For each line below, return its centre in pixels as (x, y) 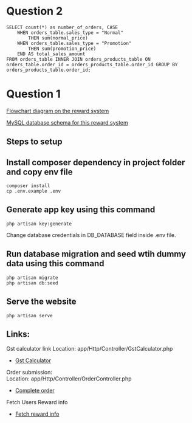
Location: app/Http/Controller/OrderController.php (69, 379)
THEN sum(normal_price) (58, 38)
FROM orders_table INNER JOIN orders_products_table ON (78, 59)
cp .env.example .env (34, 191)
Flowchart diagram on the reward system (58, 111)
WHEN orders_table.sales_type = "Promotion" (74, 43)
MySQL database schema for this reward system (67, 122)
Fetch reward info (37, 414)
